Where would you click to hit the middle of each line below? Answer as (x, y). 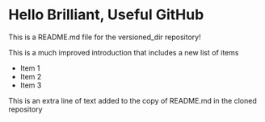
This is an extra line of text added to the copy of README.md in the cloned (132, 100)
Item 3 (31, 85)
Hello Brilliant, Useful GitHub (106, 15)
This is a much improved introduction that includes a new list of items (124, 52)
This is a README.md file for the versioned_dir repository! (105, 37)
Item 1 (30, 68)
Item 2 (31, 76)
